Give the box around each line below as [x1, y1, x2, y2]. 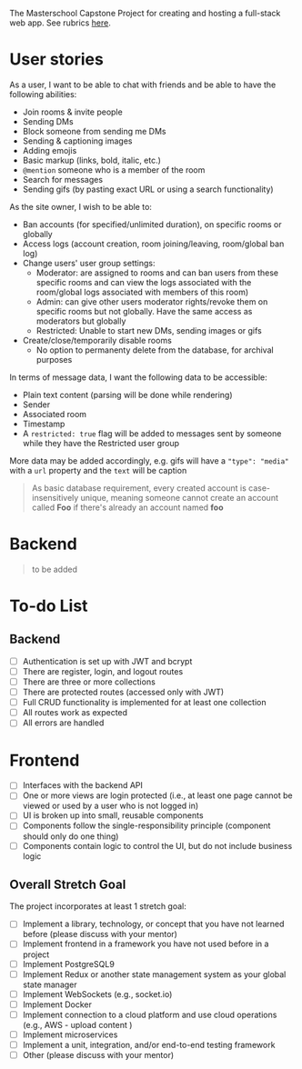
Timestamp [22, 418, 65, 429]
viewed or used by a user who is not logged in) [22, 800, 199, 812]
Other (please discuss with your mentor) [22, 1049, 175, 1060]
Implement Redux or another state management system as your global [22, 968, 287, 980]
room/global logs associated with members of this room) [35, 286, 249, 297]
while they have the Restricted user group [22, 437, 180, 448]
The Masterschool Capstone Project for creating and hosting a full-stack [9, 8, 281, 18]
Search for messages [22, 174, 103, 185]
